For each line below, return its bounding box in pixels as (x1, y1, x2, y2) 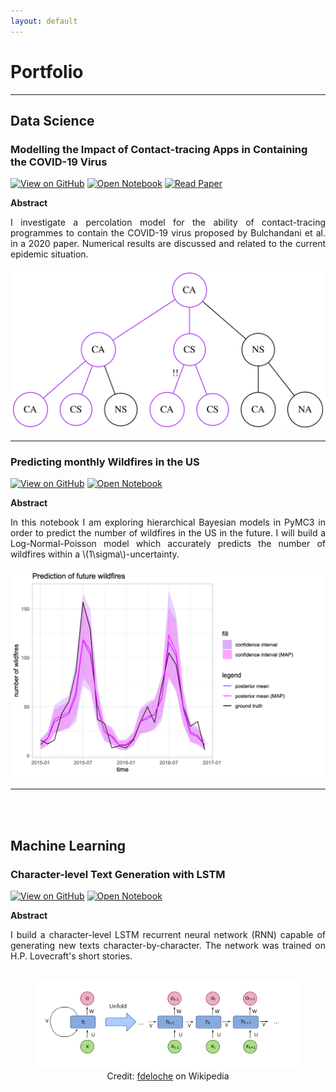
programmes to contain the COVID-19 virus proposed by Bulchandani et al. (10, 227, 326, 239)
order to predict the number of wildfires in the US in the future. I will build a (10, 526, 326, 539)
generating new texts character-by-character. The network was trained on (10, 939, 326, 951)
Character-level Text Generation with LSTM (10, 867, 226, 881)
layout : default (10, 16, 78, 26)
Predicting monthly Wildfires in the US (10, 455, 200, 469)
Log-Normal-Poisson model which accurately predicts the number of (10, 537, 326, 549)
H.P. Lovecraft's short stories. (10, 950, 133, 962)
